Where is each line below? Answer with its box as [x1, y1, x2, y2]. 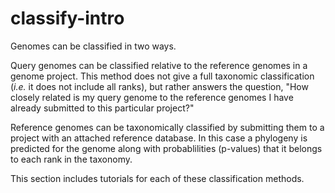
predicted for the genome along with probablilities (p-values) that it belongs [10, 142, 323, 154]
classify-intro [10, 7, 125, 30]
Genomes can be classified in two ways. [10, 40, 177, 52]
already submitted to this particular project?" [10, 102, 195, 114]
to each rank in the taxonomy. [10, 153, 133, 165]
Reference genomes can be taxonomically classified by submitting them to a [10, 121, 325, 133]
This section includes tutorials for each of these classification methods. [10, 172, 305, 184]
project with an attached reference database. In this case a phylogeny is [10, 132, 308, 144]
